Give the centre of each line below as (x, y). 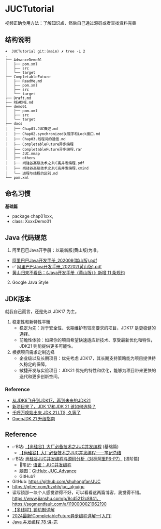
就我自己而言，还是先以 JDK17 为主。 (42, 311)
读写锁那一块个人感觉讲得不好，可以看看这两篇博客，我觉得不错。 (78, 493)
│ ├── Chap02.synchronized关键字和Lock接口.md (53, 134)
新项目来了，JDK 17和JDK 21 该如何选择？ (54, 407)
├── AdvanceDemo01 (23, 60)
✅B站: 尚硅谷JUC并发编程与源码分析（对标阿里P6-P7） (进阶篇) (76, 459)
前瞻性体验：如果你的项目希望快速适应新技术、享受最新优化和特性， (87, 340)
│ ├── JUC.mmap (22, 154)
